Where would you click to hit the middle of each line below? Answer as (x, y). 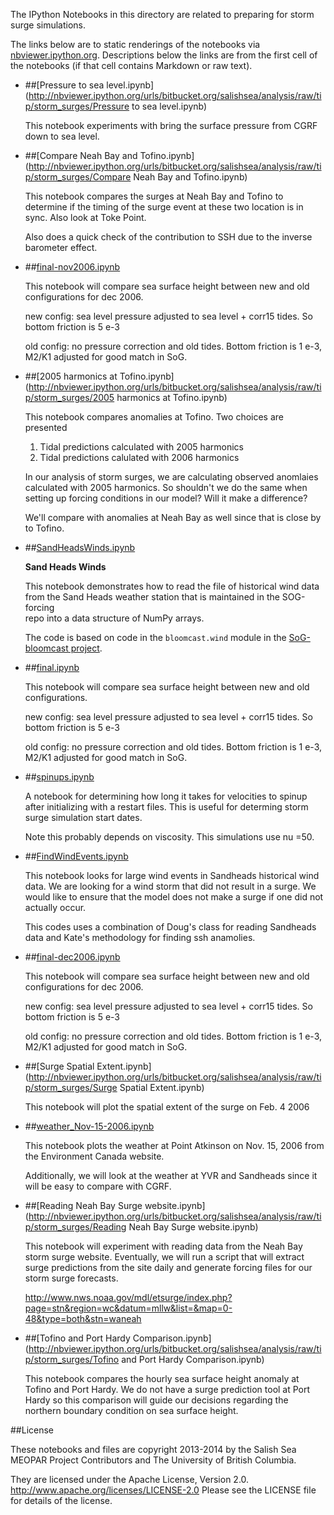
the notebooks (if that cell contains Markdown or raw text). (131, 65)
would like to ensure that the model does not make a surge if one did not (174, 897)
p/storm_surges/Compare (78, 177)
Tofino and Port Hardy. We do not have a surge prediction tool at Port (167, 1389)
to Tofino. (44, 528)
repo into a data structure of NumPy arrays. (114, 618)
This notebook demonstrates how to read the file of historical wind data (172, 586)
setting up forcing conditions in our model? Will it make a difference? (166, 498)
